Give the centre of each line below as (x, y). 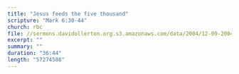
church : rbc (25, 27)
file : (15, 33)
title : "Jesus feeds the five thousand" (68, 14)
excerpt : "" (25, 40)
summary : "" (25, 47)
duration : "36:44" (34, 54)
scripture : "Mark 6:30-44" (47, 20)
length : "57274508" (36, 60)
